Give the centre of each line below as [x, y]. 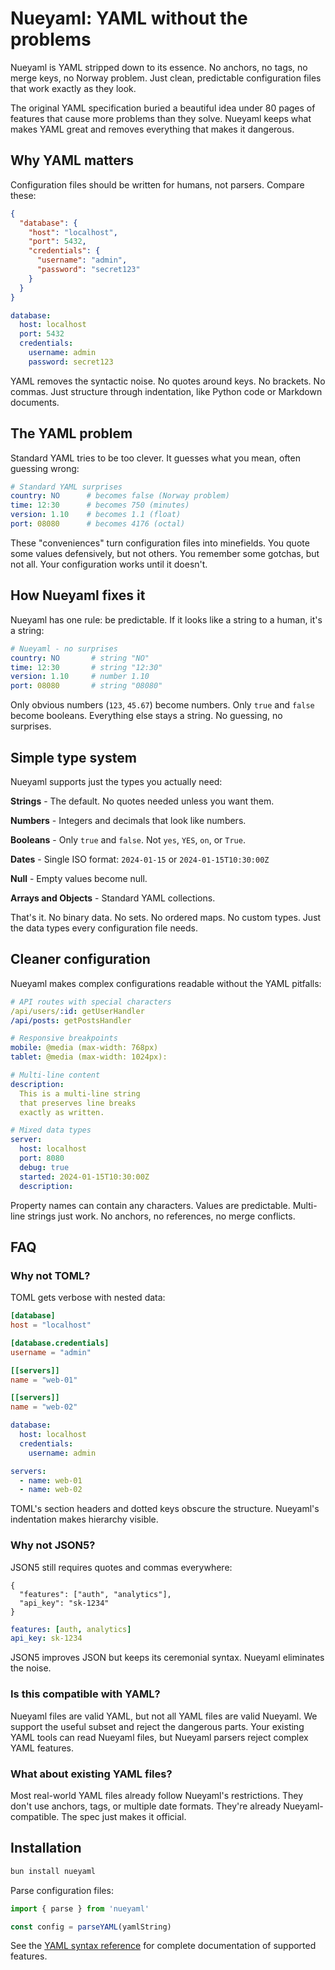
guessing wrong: [45, 468]
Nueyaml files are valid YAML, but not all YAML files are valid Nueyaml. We [164, 1716]
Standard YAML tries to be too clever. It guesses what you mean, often [155, 458]
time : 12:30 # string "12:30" [86, 667]
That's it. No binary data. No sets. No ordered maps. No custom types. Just [166, 917]
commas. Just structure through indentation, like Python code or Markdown [166, 391]
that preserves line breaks [78, 1103]
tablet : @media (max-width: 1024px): [89, 1057]
